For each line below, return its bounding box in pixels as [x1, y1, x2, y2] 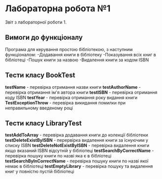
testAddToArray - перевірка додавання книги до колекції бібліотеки [5, 132, 148, 138]
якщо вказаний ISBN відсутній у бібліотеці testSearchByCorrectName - [5, 148, 154, 153]
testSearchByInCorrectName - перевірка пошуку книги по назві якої [5, 158, 149, 164]
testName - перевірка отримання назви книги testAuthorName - [5, 84, 141, 90]
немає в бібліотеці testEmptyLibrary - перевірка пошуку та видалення [5, 163, 153, 169]
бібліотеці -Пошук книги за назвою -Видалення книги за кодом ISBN [5, 57, 149, 63]
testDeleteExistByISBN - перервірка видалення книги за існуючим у [5, 137, 148, 143]
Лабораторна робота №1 [5, 3, 111, 14]
